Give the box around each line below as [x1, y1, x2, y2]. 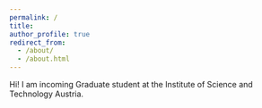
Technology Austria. [9, 88, 83, 99]
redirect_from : [9, 37, 66, 47]
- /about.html [17, 54, 70, 63]
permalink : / [9, 12, 58, 22]
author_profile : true [9, 29, 91, 38]
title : [9, 21, 34, 30]
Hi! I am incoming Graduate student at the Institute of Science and [9, 79, 253, 89]
